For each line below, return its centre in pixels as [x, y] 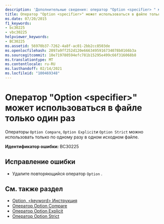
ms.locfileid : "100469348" [32, 73]
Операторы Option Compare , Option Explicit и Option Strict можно [74, 132]
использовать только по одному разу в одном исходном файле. [72, 137]
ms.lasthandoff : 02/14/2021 [34, 69]
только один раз [40, 118]
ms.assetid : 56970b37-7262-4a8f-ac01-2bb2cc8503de [58, 46]
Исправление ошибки [40, 162]
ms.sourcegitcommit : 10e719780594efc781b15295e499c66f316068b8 [71, 55]
